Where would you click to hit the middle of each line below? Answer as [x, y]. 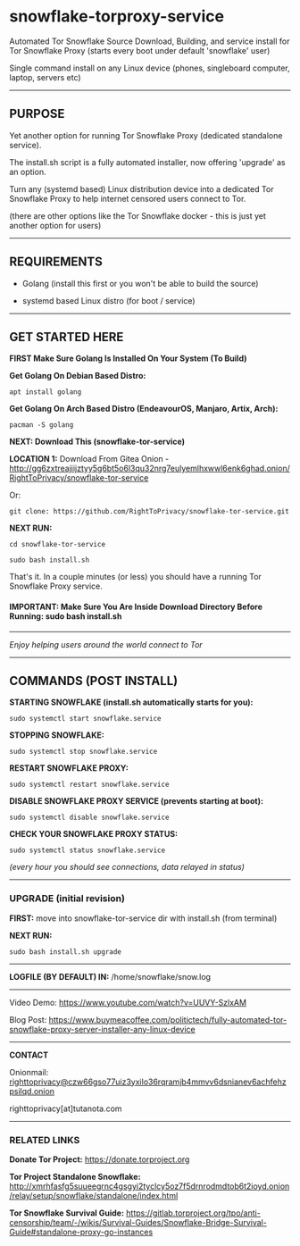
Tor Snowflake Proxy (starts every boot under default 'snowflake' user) [140, 50]
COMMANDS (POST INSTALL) [94, 681]
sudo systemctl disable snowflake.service [89, 818]
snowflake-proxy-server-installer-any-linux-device [103, 1029]
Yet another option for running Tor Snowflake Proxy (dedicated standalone [146, 135]
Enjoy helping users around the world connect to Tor [106, 644]
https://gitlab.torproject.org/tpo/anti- [193, 1213]
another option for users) [55, 225]
